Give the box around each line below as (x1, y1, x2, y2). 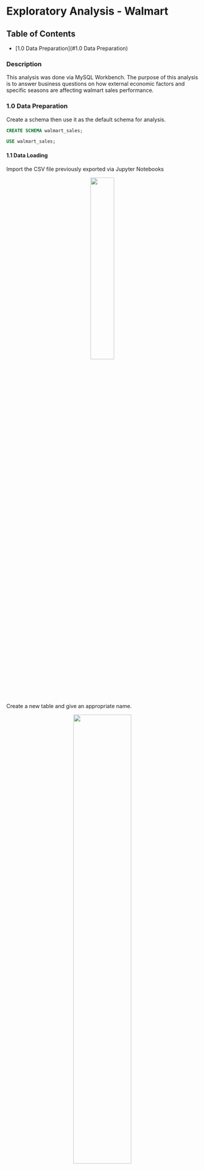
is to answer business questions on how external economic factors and (6, 80, 185, 88)
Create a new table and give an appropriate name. (6, 702, 132, 709)
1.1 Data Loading (6, 151, 48, 159)
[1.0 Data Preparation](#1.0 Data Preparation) (15, 44, 128, 52)
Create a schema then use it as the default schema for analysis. (6, 116, 166, 123)
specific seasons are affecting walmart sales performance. (6, 87, 154, 94)
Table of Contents (6, 29, 76, 39)
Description (6, 60, 42, 68)
